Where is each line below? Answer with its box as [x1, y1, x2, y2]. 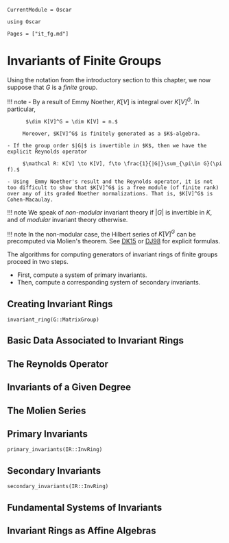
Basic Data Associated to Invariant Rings [7, 335, 184, 346]
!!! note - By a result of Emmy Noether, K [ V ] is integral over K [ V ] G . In [7, 96, 200, 106]
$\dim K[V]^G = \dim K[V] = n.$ [25, 118, 118, 125]
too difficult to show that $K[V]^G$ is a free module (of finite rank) [7, 184, 219, 191]
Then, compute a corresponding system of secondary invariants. [16, 278, 201, 287]
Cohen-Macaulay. [7, 196, 53, 203]
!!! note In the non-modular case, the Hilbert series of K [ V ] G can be [7, 228, 197, 238]
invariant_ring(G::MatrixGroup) [7, 316, 99, 324]
